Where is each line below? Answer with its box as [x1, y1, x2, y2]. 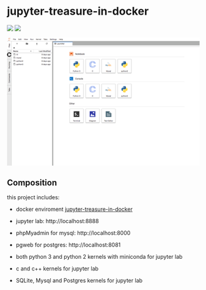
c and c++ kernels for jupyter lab [15, 265, 99, 272]
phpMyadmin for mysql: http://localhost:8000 [15, 229, 131, 237]
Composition [7, 178, 57, 188]
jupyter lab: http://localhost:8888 [15, 218, 100, 225]
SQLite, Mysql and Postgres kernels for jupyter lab [15, 277, 143, 284]
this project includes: [7, 194, 60, 201]
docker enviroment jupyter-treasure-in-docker [15, 205, 133, 213]
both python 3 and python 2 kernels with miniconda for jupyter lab [15, 253, 183, 261]
